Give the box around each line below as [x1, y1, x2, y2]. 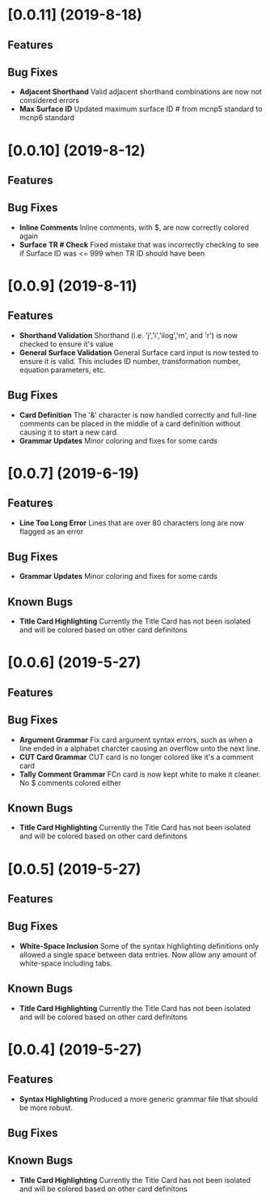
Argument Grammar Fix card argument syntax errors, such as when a [19, 735, 254, 744]
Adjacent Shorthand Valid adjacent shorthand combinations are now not [19, 87, 262, 96]
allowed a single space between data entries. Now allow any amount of [19, 949, 257, 959]
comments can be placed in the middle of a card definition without [19, 418, 241, 428]
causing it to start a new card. [19, 427, 119, 437]
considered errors [19, 96, 80, 105]
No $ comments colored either [19, 778, 122, 787]
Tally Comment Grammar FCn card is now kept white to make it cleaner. [19, 769, 261, 779]
